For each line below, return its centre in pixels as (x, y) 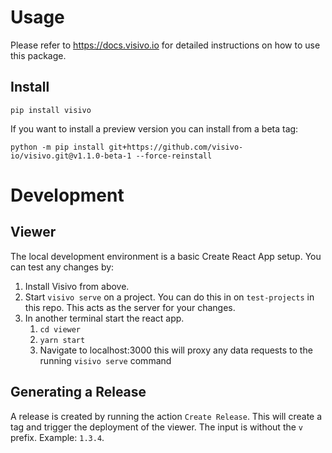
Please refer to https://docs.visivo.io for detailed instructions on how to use (165, 45)
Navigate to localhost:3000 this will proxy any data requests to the (176, 350)
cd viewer (60, 329)
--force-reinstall (174, 156)
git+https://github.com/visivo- (176, 147)
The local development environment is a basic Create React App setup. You (166, 256)
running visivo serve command (105, 360)
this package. (38, 55)
